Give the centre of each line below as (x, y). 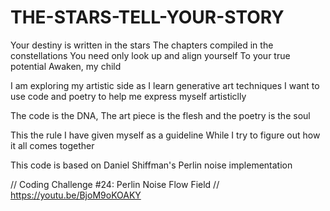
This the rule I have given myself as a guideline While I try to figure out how (165, 135)
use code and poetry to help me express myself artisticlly (128, 96)
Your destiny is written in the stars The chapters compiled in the (142, 45)
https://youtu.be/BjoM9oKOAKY (76, 195)
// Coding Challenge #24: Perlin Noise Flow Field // (115, 184)
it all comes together (52, 145)
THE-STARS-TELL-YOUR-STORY (147, 17)
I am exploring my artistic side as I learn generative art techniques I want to (165, 85)
